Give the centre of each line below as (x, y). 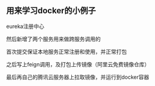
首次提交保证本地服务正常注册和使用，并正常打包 (66, 51)
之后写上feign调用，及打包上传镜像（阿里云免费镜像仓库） (78, 64)
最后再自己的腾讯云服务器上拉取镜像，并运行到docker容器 (78, 77)
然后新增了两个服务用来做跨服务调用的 (53, 39)
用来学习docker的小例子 (51, 11)
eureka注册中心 (25, 26)
